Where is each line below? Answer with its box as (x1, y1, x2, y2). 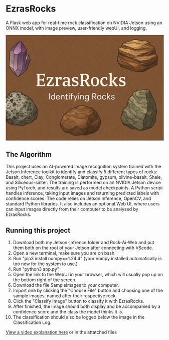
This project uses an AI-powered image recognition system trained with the (6, 164, 161, 170)
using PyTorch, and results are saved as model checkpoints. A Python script (6, 185, 163, 191)
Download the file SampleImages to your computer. (13, 282, 119, 288)
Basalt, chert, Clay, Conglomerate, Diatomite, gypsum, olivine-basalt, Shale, (6, 174, 162, 180)
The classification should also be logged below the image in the (13, 314, 145, 320)
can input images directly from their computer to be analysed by (6, 206, 138, 212)
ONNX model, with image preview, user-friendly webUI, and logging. (6, 25, 147, 31)
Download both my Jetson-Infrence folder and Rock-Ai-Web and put (13, 240, 154, 246)
